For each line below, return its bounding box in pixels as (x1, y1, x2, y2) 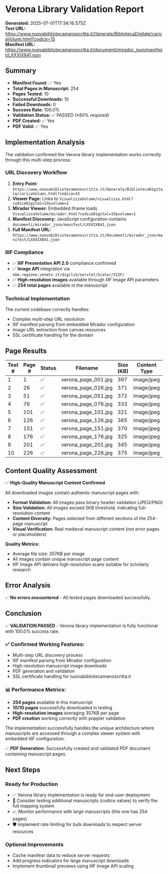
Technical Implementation (5, 295, 70, 302)
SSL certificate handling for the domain (12, 332, 93, 338)
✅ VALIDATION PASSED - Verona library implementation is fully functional (5, 622, 158, 629)
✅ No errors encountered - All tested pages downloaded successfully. (5, 594, 151, 600)
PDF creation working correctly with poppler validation (12, 715, 126, 721)
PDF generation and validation (12, 668, 75, 674)
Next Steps (5, 765, 40, 774)
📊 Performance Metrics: (5, 686, 66, 693)
